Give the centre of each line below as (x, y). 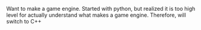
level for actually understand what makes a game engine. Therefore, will (96, 15)
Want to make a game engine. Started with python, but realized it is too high (101, 9)
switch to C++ (24, 21)
